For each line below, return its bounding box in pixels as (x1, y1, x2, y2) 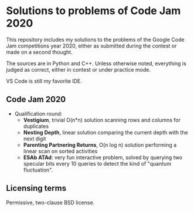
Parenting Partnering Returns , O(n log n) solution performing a (23, 141, 177, 148)
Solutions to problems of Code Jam (6, 4, 181, 18)
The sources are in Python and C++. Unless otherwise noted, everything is (6, 60, 186, 67)
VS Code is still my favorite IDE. (6, 78, 82, 85)
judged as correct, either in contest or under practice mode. (6, 66, 151, 73)
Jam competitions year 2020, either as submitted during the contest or (6, 42, 177, 49)
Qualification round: (14, 110, 63, 117)
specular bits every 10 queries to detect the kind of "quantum (23, 160, 172, 167)
